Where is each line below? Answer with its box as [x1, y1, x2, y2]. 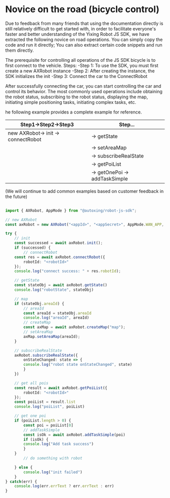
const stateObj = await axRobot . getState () [14, 283, 108, 288]
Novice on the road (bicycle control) [5, 4, 160, 15]
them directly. [5, 47, 34, 53]
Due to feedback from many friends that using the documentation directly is [5, 20, 163, 26]
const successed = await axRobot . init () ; [14, 241, 103, 246]
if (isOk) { [23, 437, 49, 442]
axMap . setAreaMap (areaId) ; [23, 334, 80, 339]
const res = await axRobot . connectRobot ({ [14, 254, 105, 259]
